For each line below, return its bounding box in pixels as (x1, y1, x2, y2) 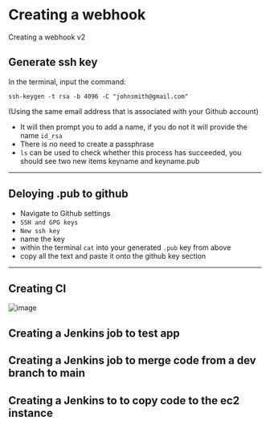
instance (8, 406, 54, 419)
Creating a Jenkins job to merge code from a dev (8, 353, 256, 367)
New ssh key (19, 227, 60, 235)
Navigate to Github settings (19, 208, 111, 218)
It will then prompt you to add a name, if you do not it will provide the (19, 122, 247, 132)
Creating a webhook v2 (8, 32, 86, 42)
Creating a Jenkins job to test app (8, 326, 181, 340)
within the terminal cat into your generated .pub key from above (19, 243, 231, 252)
